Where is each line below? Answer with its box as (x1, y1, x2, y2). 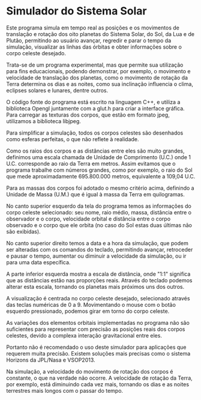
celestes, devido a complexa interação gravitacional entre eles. (6, 332, 162, 339)
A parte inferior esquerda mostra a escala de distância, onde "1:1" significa (6, 270, 191, 277)
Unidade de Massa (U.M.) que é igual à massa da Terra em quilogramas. (6, 190, 185, 198)
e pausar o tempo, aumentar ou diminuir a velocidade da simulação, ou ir (6, 252, 187, 259)
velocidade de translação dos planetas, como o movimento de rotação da (6, 74, 188, 81)
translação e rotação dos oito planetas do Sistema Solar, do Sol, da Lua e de (6, 30, 195, 37)
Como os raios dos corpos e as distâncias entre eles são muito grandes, (6, 147, 185, 154)
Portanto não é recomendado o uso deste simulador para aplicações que (6, 344, 187, 351)
